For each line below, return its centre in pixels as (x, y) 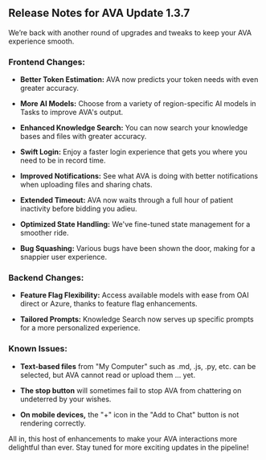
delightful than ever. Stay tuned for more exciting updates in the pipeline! (129, 447)
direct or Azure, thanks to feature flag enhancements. (109, 304)
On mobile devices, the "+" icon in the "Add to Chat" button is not (129, 414)
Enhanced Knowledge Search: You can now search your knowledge (134, 128)
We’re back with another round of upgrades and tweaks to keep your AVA (130, 32)
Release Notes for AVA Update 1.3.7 (99, 13)
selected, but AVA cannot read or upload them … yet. (107, 375)
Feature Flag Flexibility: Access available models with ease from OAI (134, 295)
